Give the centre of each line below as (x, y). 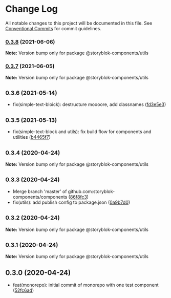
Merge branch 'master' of (40, 191)
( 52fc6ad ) (23, 290)
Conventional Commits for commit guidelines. (53, 28)
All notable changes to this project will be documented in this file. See (79, 23)
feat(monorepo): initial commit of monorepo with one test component (85, 285)
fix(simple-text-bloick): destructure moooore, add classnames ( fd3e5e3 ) (89, 104)
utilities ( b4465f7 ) (32, 137)
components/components (40, 197)
